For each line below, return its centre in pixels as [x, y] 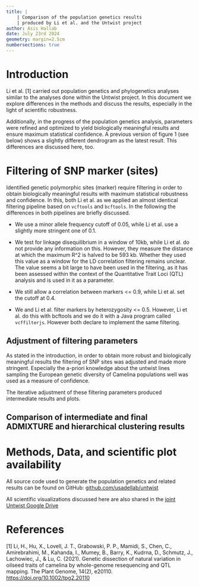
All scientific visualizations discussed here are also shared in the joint [91, 499]
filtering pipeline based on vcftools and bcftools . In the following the [91, 206]
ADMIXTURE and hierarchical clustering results [96, 426]
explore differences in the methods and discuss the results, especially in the [99, 103]
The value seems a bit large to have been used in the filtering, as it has [101, 267]
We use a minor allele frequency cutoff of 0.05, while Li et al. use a [96, 224]
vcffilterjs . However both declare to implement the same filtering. [97, 322]
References [35, 529]
